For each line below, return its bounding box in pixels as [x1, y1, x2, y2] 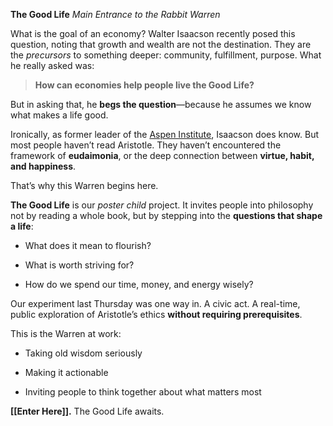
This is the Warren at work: [10, 328, 122, 339]
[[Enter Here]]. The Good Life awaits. [10, 405, 165, 417]
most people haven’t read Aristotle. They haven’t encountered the [10, 139, 282, 151]
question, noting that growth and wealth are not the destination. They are [10, 39, 312, 50]
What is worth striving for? [24, 259, 135, 271]
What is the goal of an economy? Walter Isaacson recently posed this [10, 28, 296, 39]
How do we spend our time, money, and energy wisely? [24, 279, 254, 290]
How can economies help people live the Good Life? [34, 79, 255, 91]
